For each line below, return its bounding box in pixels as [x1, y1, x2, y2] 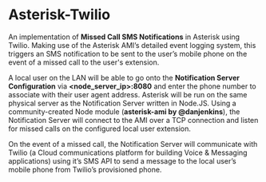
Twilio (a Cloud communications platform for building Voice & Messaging [8, 148, 248, 157]
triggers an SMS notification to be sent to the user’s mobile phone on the [8, 49, 248, 58]
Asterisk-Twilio [8, 6, 110, 24]
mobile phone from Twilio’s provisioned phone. [8, 164, 162, 174]
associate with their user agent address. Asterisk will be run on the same [8, 89, 248, 99]
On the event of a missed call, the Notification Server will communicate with [8, 139, 258, 148]
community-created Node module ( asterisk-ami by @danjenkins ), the [8, 106, 240, 117]
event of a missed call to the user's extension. [8, 57, 160, 67]
